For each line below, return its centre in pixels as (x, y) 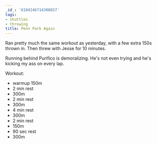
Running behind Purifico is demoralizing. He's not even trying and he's (78, 58)
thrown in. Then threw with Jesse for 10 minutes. (56, 49)
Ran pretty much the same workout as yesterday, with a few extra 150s (78, 43)
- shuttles (17, 19)
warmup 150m (27, 83)
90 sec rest (24, 131)
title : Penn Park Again (30, 29)
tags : (11, 15)
